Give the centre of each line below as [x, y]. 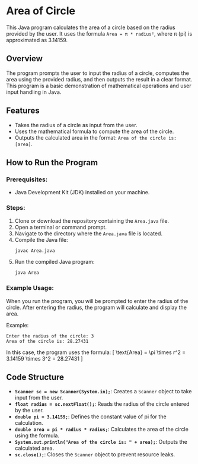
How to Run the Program [52, 162]
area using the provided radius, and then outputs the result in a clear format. [99, 79]
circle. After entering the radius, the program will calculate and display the [96, 307]
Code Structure [35, 377]
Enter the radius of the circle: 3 [50, 336]
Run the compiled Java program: [55, 262]
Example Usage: [30, 288]
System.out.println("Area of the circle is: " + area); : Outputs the [101, 442]
